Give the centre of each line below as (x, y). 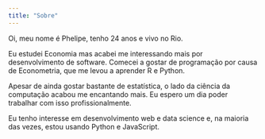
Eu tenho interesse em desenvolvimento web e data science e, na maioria (129, 118)
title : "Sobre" (33, 15)
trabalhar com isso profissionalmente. (70, 102)
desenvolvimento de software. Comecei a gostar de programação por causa (133, 62)
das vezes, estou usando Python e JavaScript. (84, 126)
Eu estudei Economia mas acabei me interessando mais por (106, 53)
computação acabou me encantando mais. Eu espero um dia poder (118, 94)
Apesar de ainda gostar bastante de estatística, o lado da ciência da (119, 86)
